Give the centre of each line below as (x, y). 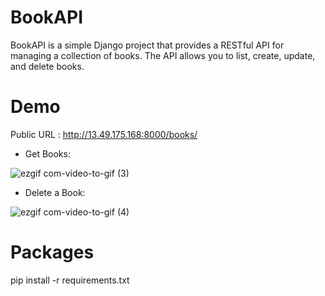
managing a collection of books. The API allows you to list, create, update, (163, 55)
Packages (52, 252)
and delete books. (47, 66)
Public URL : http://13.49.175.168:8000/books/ (104, 134)
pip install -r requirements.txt (70, 280)
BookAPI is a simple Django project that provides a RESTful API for (147, 45)
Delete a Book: (55, 192)
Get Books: (47, 153)
